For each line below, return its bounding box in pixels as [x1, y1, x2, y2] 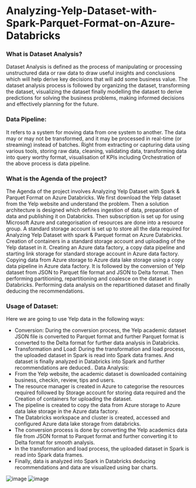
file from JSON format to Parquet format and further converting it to [14, 433, 178, 440]
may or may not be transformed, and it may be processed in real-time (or [6, 135, 183, 142]
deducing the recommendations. [6, 287, 85, 294]
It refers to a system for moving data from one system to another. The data [6, 128, 186, 135]
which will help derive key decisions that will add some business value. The [6, 76, 188, 83]
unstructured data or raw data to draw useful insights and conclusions [6, 69, 176, 77]
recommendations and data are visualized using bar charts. [14, 464, 158, 471]
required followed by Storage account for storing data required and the [14, 389, 185, 396]
